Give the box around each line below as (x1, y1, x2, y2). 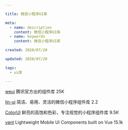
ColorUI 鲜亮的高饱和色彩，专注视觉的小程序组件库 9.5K (5, 109, 119, 115)
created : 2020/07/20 (5, 48, 48, 53)
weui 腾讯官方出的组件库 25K (5, 88, 65, 94)
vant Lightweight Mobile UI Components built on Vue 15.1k (5, 119, 124, 125)
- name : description (9, 25, 52, 30)
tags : (5, 65, 16, 70)
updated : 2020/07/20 (5, 57, 48, 62)
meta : (5, 20, 16, 25)
